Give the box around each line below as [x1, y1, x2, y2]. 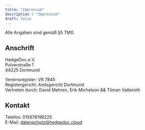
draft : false [5, 16, 32, 21]
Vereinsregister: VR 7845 [5, 77, 56, 83]
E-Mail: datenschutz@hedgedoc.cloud [5, 119, 83, 125]
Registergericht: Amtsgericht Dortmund [5, 82, 84, 88]
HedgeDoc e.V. [5, 57, 36, 63]
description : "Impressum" [5, 12, 60, 17]
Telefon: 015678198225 [5, 114, 52, 120]
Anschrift [5, 43, 35, 52]
